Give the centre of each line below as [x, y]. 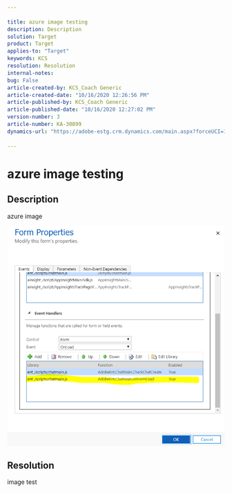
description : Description [44, 29]
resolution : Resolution [41, 66]
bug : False [23, 80]
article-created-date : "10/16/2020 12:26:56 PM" [78, 95]
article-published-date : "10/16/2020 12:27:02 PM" [81, 110]
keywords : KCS [28, 59]
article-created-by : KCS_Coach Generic [65, 88]
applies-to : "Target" [38, 51]
